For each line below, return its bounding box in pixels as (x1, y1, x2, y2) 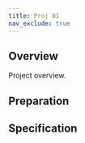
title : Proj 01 (8, 11, 60, 20)
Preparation (8, 94, 70, 107)
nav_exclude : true (8, 19, 70, 27)
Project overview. (8, 70, 66, 81)
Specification (8, 122, 78, 136)
